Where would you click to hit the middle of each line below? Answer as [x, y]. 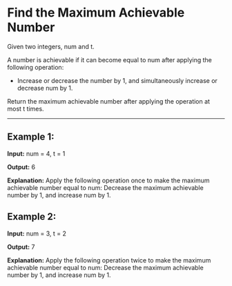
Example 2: [32, 217]
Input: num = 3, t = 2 [37, 233]
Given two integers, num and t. [51, 46]
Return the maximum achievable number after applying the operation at [109, 101]
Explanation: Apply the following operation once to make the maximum [108, 180]
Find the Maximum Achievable [96, 13]
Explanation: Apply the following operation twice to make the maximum [109, 260]
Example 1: [31, 137]
